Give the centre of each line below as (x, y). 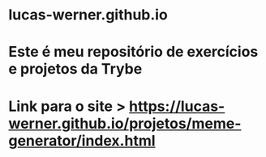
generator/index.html (82, 140)
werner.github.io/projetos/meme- (125, 123)
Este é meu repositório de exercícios (133, 52)
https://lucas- (177, 106)
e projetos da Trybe (75, 69)
